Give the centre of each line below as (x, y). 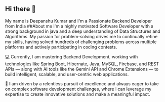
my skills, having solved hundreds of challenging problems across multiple (81, 42)
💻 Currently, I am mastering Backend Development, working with (72, 56)
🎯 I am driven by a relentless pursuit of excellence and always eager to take (82, 83)
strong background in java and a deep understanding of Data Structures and (83, 31)
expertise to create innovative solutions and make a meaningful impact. (78, 94)
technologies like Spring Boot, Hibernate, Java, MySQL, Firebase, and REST (82, 64)
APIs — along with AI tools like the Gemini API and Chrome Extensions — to (82, 69)
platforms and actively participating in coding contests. (61, 47)
